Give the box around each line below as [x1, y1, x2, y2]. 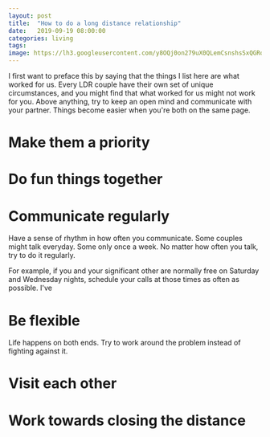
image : [8, 49, 31, 57]
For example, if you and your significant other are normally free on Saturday [8, 266, 260, 276]
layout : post [8, 11, 52, 20]
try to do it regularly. [8, 251, 76, 260]
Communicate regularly [8, 206, 170, 225]
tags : [8, 42, 27, 50]
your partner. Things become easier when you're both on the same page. [8, 105, 251, 115]
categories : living [8, 34, 74, 43]
